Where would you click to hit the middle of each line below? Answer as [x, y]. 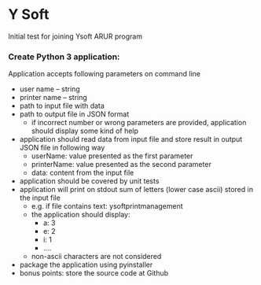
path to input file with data [62, 106]
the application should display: [81, 215]
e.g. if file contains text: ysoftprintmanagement [107, 206]
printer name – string [53, 98]
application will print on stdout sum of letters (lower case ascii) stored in [136, 190]
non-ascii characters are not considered [96, 257]
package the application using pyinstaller [86, 265]
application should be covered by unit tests [89, 181]
